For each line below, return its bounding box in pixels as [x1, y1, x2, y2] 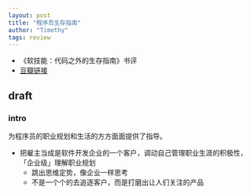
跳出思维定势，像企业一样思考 [31, 167, 128, 177]
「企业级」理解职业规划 [19, 158, 96, 167]
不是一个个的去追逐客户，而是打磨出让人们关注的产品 [31, 178, 205, 187]
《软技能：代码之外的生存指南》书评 [19, 56, 138, 65]
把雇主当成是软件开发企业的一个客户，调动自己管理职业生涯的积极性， [19, 148, 248, 157]
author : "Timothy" [8, 26, 68, 34]
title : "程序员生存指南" [8, 19, 81, 27]
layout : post [8, 11, 51, 20]
